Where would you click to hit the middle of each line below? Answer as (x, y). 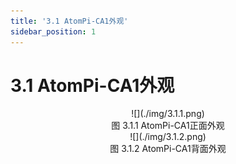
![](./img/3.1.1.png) (168, 114)
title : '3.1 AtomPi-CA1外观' (69, 21)
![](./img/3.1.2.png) (168, 137)
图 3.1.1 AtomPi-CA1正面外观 (168, 126)
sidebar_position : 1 (53, 31)
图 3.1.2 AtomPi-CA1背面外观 (168, 149)
